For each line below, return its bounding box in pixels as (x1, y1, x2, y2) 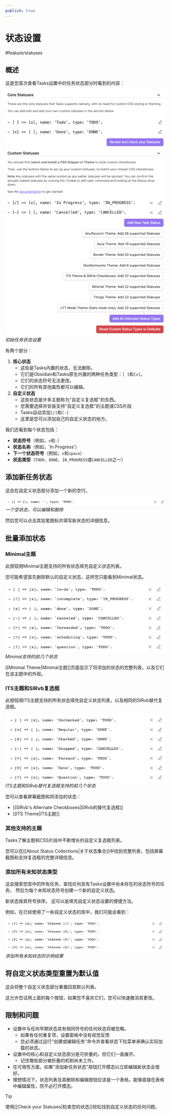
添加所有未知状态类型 (5, 868, 58, 875)
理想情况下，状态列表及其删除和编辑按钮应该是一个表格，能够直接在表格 (12, 1076, 164, 1082)
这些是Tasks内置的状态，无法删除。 (20, 365, 95, 371)
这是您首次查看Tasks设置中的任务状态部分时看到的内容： (5, 80, 125, 86)
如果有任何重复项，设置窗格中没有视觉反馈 (20, 1032, 110, 1038)
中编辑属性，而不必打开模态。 (12, 1083, 75, 1089)
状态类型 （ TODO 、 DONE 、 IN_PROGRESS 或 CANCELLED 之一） (12, 457, 126, 463)
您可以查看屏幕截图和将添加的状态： (5, 793, 81, 799)
